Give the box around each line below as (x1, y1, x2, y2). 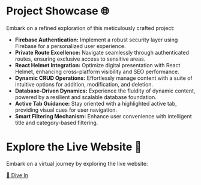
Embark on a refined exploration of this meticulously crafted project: (6, 24, 175, 31)
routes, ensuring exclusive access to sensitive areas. (14, 55, 146, 62)
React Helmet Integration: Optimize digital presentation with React (14, 61, 181, 68)
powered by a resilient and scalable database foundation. (14, 93, 157, 100)
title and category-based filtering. (14, 119, 98, 126)
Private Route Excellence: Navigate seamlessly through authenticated (14, 49, 189, 56)
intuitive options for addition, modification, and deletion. (14, 80, 154, 88)
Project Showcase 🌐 (6, 4, 110, 18)
